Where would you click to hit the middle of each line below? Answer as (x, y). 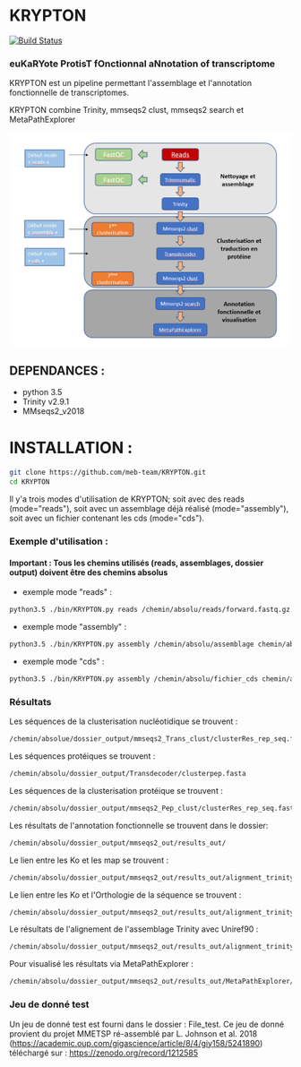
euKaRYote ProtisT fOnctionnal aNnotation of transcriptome (142, 64)
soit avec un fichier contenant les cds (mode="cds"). (107, 518)
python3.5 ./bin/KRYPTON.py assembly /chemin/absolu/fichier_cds (133, 679)
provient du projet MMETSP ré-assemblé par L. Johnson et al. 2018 (133, 1033)
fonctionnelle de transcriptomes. (69, 93)
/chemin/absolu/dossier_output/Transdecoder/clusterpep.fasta (128, 774)
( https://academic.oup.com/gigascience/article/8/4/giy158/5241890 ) (136, 1043)
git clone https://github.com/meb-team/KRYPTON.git (107, 473)
